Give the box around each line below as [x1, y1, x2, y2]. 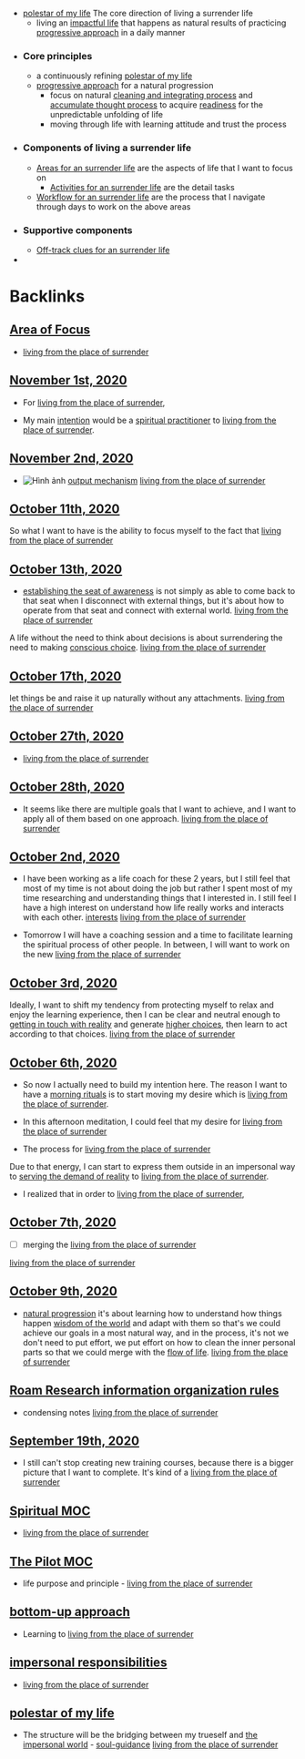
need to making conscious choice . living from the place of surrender [9, 642, 267, 653]
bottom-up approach [9, 1604, 130, 1620]
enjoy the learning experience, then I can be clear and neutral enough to [9, 1009, 280, 1020]
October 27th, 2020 [9, 729, 125, 744]
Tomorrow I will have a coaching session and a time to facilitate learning [22, 929, 293, 941]
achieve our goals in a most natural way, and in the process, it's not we [22, 1327, 290, 1338]
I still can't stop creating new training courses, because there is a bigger [22, 1457, 294, 1468]
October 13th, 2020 [9, 561, 123, 577]
